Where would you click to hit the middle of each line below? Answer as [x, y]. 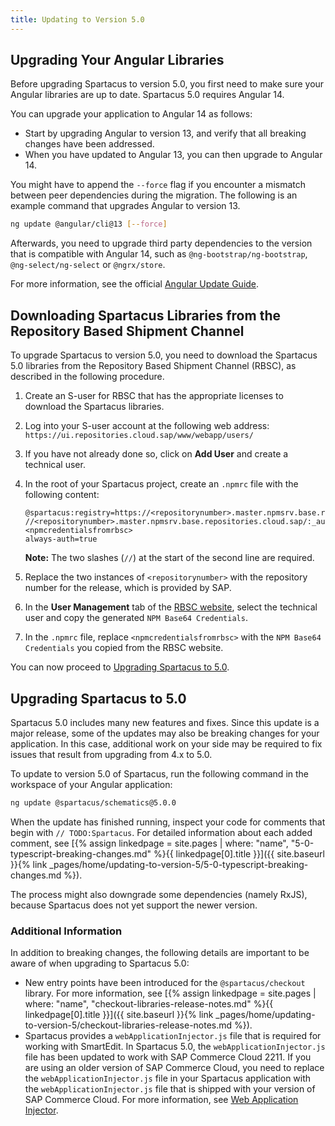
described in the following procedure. [87, 377]
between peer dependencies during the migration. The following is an [154, 195]
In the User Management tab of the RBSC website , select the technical [171, 607]
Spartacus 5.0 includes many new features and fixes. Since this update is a [165, 722]
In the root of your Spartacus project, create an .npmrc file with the [161, 484]
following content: [62, 495]
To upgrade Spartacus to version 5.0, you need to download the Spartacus [164, 355]
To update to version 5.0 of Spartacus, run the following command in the [159, 773]
